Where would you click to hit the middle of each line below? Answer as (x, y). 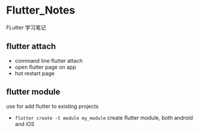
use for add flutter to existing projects (52, 106)
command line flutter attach (49, 60)
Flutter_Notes (41, 10)
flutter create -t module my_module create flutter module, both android (104, 117)
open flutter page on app (45, 67)
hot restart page (35, 73)
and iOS (24, 124)
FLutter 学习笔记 (26, 27)
